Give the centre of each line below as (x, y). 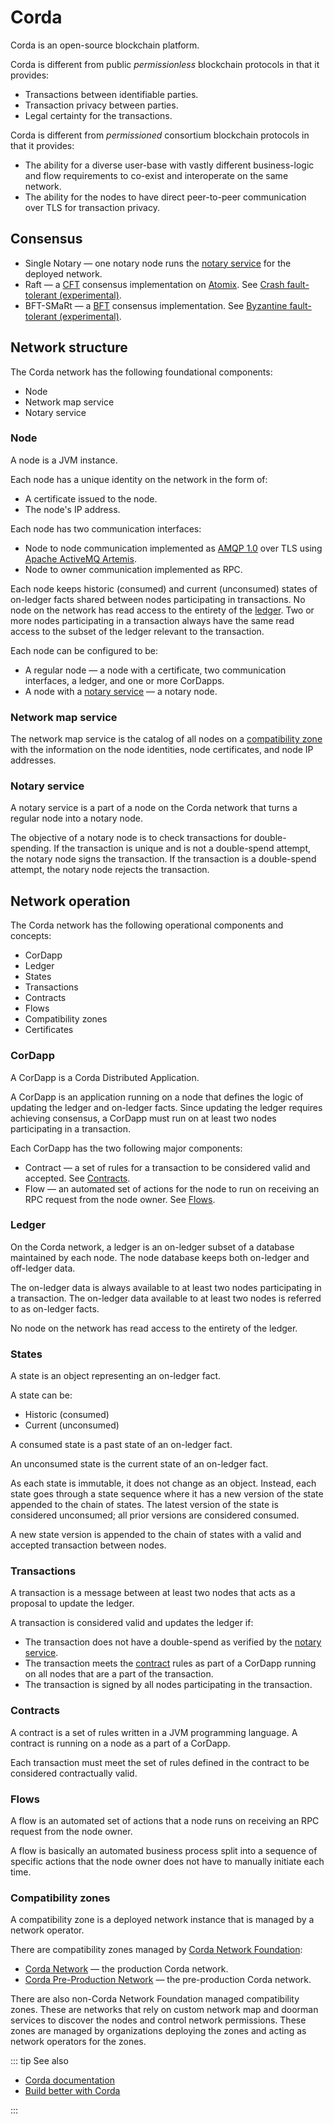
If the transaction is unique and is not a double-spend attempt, (182, 848)
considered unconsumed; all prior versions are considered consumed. (155, 1515)
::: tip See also (39, 2061)
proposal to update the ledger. (72, 1603)
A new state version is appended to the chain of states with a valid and (156, 1535)
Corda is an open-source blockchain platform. (105, 45)
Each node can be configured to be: (84, 650)
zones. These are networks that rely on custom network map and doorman (164, 2010)
